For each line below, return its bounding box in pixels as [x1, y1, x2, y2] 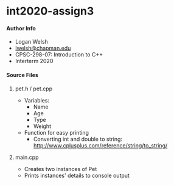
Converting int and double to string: [33, 135, 123, 143]
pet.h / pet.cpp [15, 85, 53, 92]
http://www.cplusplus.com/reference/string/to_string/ [33, 141, 168, 149]
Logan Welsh [15, 38, 49, 45]
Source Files [6, 71, 38, 78]
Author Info [6, 24, 37, 32]
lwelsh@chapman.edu [15, 44, 71, 52]
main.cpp [15, 153, 39, 161]
